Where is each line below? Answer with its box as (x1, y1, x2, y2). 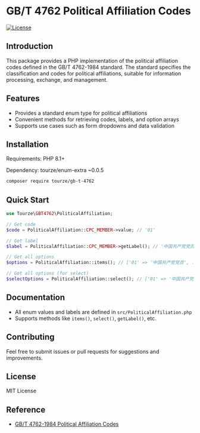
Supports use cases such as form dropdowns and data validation (14, 122, 174, 129)
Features (6, 94, 40, 104)
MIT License (6, 387, 37, 395)
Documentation (6, 293, 65, 303)
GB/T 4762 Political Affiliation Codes (6, 4, 192, 18)
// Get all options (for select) (6, 271, 89, 277)
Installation (6, 139, 49, 149)
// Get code (6, 221, 36, 228)
